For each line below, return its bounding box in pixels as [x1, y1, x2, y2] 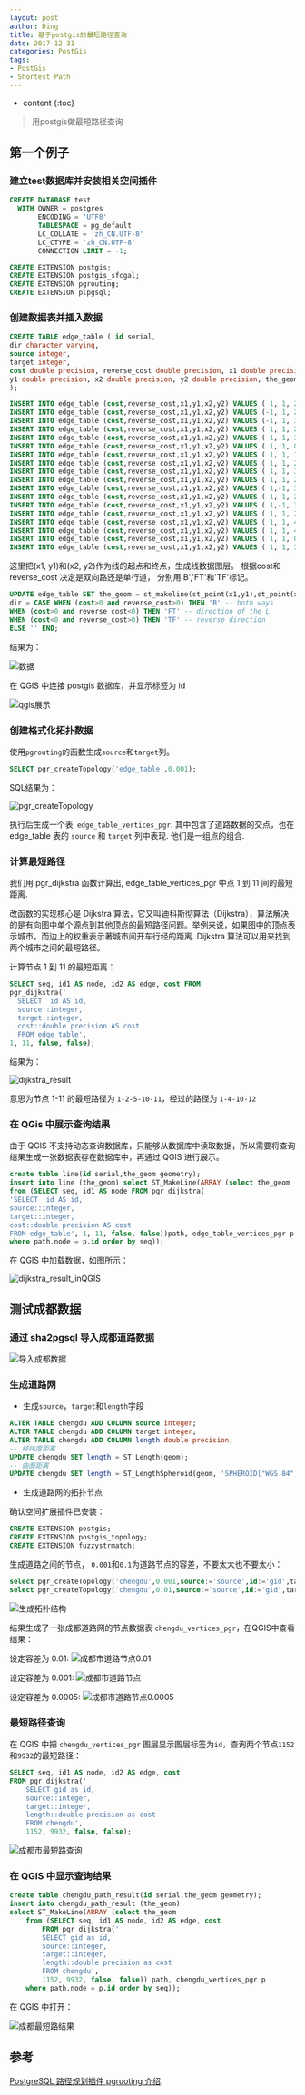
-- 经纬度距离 [9, 1444, 56, 1453]
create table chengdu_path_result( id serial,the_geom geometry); [9, 1891, 261, 1900]
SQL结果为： [9, 782, 57, 792]
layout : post [9, 13, 59, 23]
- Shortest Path [9, 73, 71, 82]
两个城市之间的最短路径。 [9, 942, 105, 953]
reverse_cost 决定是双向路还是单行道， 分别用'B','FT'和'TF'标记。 [9, 572, 253, 583]
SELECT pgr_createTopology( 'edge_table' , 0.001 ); [9, 764, 197, 773]
